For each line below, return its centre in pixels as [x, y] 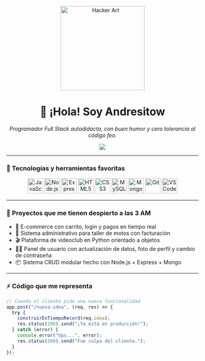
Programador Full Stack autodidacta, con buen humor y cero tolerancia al [103, 128]
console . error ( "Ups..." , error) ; [60, 336]
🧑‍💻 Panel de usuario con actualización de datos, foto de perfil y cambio [105, 248]
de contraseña [33, 255]
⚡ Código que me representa [49, 286]
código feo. [103, 135]
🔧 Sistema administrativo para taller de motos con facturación [93, 233]
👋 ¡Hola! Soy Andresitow [103, 112]
